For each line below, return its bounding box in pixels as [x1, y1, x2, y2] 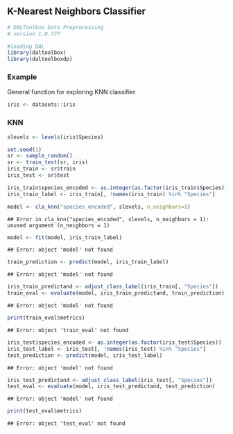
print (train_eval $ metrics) [7, 315, 85, 322]
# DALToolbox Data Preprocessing [7, 24, 104, 31]
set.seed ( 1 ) [7, 146, 42, 153]
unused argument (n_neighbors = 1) [7, 222, 110, 229]
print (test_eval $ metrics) [7, 408, 82, 415]
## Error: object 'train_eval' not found [7, 327, 129, 333]
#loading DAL [7, 43, 45, 50]
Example [7, 72, 37, 82]
